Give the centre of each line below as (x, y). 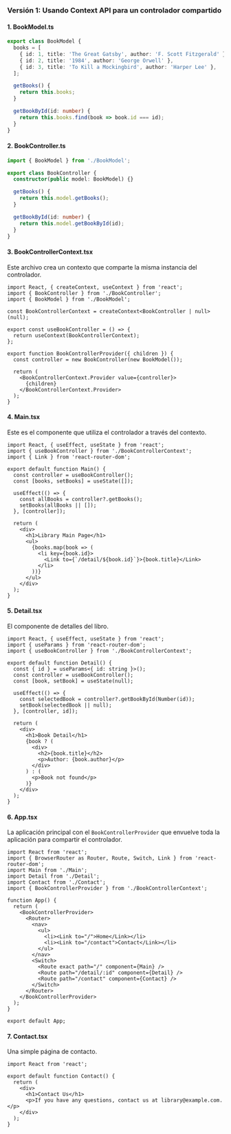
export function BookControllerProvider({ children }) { (90, 354)
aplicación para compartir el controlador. (65, 840)
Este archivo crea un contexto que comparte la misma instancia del (102, 267)
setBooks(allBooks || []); (58, 505)
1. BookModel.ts (31, 27)
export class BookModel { (44, 41)
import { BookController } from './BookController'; (84, 293)
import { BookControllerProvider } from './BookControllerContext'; (107, 889)
